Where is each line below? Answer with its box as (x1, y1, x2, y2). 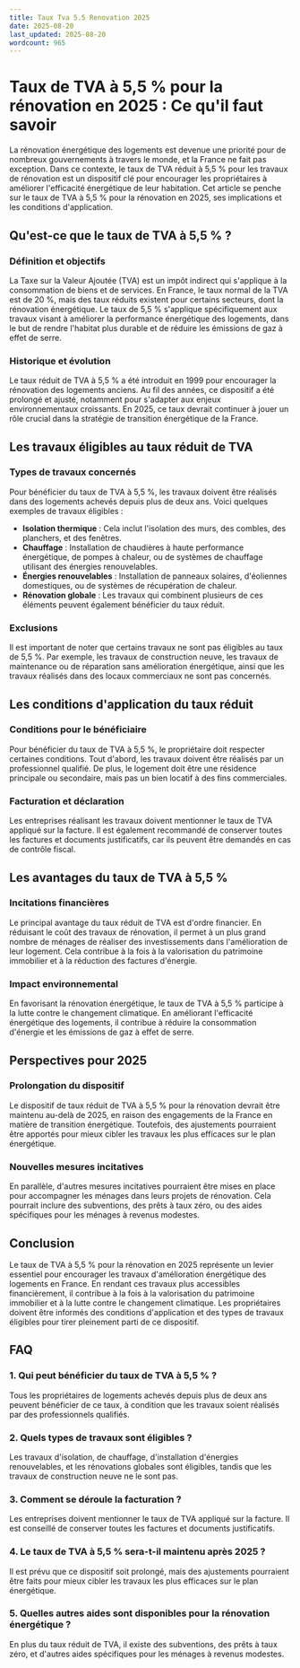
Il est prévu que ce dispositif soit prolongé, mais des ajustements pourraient (9, 1566, 289, 1576)
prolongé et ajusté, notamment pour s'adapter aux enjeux (9, 394, 221, 405)
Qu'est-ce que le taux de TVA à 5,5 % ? (9, 228, 232, 243)
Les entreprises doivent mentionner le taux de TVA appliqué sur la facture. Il (9, 1514, 290, 1524)
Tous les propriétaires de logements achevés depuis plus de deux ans (9, 1390, 268, 1401)
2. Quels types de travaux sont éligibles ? (9, 1431, 193, 1444)
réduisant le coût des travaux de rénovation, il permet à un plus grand (9, 926, 267, 938)
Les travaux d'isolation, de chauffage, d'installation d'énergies (9, 1451, 239, 1463)
